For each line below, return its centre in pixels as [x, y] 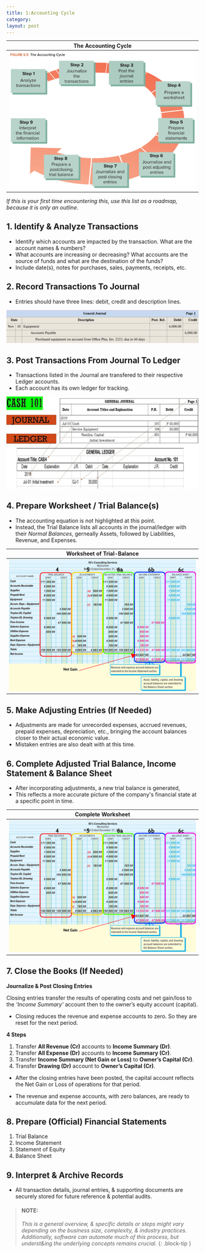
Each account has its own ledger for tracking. [72, 388]
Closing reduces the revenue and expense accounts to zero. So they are [106, 1016]
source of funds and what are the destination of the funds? [89, 261]
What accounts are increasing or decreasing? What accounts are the [101, 255]
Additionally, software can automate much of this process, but [100, 1237]
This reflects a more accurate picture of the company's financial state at [106, 794]
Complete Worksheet [103, 814]
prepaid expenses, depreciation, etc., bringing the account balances [101, 732]
